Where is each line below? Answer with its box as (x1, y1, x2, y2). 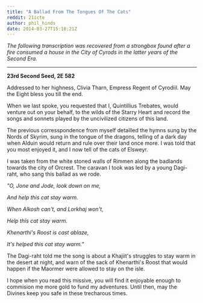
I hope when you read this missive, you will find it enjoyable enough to (7, 277, 181, 284)
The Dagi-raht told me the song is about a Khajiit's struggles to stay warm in (7, 252, 196, 260)
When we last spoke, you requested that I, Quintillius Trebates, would (7, 102, 178, 109)
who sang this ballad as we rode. (19, 170, 102, 178)
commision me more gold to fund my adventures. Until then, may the (7, 283, 177, 290)
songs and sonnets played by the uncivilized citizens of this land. (7, 115, 168, 123)
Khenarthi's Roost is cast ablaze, (7, 229, 89, 236)
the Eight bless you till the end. (7, 91, 83, 98)
